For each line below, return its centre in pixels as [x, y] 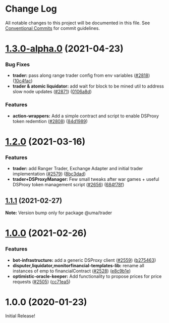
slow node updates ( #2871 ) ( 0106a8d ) [52, 92]
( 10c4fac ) [22, 81]
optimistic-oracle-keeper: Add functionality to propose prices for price [87, 276]
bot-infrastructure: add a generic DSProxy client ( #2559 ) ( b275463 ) [84, 260]
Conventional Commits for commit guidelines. [52, 28]
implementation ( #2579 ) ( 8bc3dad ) [49, 174]
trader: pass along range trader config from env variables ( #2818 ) [81, 75]
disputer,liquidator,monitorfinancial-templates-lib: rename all [78, 265]
